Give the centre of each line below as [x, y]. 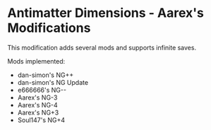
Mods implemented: [36, 61]
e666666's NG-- [42, 90]
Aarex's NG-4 [37, 105]
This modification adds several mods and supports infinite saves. [102, 47]
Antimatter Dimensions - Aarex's [106, 13]
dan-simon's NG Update [53, 82]
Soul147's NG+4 [41, 120]
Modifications [49, 28]
